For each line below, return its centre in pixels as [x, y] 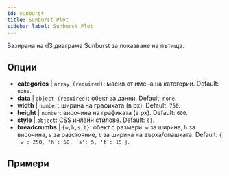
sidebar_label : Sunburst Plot [50, 26]
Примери [28, 163]
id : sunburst [26, 13]
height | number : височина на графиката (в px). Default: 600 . [103, 113]
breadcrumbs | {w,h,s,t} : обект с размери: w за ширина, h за [106, 127]
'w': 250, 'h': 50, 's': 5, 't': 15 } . [73, 142]
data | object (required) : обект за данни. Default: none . [97, 98]
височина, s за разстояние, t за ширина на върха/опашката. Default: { [120, 135]
